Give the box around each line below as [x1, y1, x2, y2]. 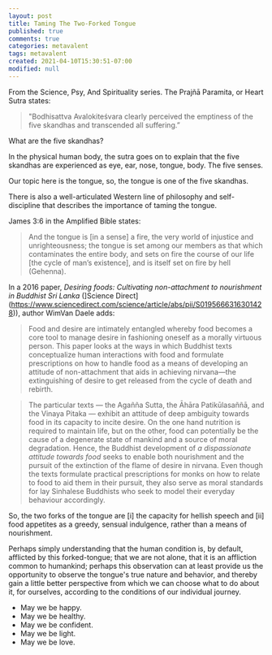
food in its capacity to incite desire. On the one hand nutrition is [28, 417, 241, 427]
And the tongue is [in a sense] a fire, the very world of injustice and [28, 232, 254, 241]
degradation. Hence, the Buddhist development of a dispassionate [28, 443, 252, 453]
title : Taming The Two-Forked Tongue [8, 20, 136, 28]
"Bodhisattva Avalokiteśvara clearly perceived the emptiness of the [28, 111, 253, 121]
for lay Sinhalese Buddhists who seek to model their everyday [28, 486, 235, 496]
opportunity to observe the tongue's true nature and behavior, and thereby [8, 570, 258, 579]
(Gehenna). [28, 266, 67, 276]
